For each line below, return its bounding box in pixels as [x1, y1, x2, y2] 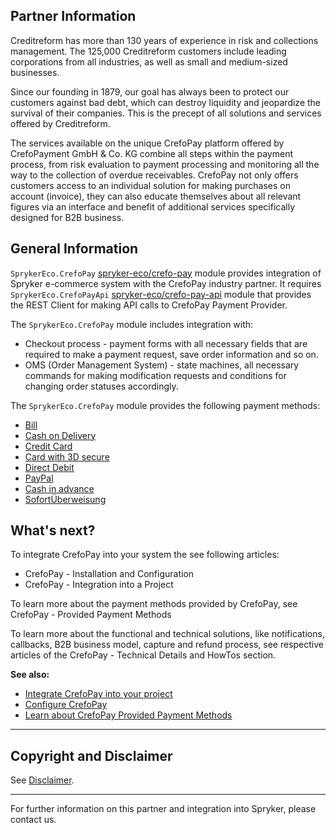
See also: [10, 669, 50, 681]
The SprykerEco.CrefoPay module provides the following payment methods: [10, 399, 321, 411]
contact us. [10, 814, 57, 826]
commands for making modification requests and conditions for [24, 369, 287, 381]
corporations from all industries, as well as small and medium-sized [10, 55, 288, 68]
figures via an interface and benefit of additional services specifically [10, 200, 295, 213]
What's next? [10, 522, 96, 539]
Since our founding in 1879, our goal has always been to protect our [10, 85, 290, 98]
